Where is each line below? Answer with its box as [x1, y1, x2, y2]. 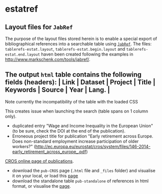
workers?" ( [12, 143, 36, 149]
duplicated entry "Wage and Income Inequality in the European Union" [12, 123, 153, 129]
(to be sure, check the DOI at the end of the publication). [12, 128, 126, 134]
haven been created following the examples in [41, 51, 134, 57]
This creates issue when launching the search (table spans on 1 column [5, 108, 148, 114]
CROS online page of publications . [5, 158, 74, 164]
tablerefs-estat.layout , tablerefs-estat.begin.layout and [5, 46, 126, 52]
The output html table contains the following [5, 71, 142, 79]
